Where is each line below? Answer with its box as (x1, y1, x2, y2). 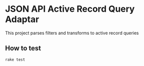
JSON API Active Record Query (5, 3, 135, 15)
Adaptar (5, 14, 39, 25)
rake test (5, 57, 26, 62)
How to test (5, 44, 41, 52)
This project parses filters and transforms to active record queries (5, 30, 139, 36)
